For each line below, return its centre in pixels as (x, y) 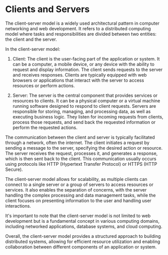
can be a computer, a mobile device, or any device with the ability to (83, 64)
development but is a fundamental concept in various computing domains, (82, 221)
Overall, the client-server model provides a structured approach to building (83, 236)
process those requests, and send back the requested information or (84, 122)
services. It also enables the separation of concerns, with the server (76, 189)
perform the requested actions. (45, 127)
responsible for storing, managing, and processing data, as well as (81, 111)
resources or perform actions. (44, 85)
